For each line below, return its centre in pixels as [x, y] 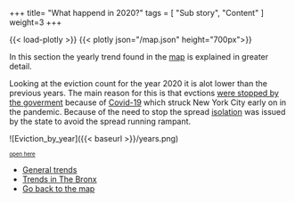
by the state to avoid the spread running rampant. [100, 121]
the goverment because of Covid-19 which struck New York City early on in [148, 102]
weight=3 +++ [36, 22]
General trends [49, 170]
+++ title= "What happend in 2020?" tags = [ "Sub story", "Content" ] [137, 13]
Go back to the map [58, 189]
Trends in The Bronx [59, 179]
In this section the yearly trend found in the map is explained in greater [139, 57]
